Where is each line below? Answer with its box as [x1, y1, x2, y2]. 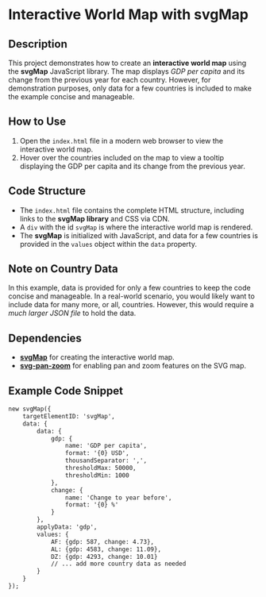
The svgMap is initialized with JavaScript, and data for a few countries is [19, 230, 258, 240]
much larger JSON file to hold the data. [8, 308, 137, 318]
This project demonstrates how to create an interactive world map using [8, 58, 247, 67]
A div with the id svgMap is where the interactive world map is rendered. [19, 222, 253, 232]
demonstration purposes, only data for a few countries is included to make [8, 83, 253, 93]
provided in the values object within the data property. [19, 239, 197, 248]
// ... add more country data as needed [50, 560, 187, 568]
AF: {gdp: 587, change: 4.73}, [50, 537, 155, 545]
